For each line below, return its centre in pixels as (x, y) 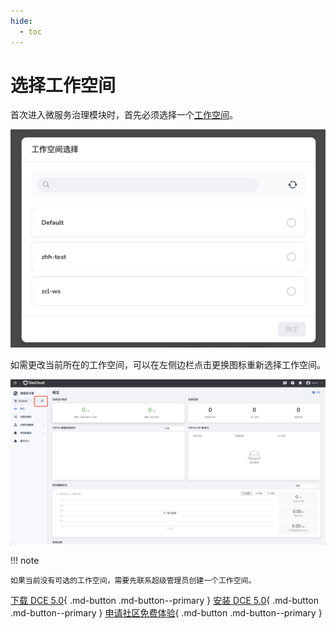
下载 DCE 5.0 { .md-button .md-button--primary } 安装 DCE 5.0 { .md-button (165, 601)
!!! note (25, 561)
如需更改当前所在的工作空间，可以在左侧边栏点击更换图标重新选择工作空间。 (168, 365)
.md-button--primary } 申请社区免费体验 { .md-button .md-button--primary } (166, 613)
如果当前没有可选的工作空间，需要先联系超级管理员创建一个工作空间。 (133, 581)
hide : (21, 21)
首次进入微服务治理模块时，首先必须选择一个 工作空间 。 (124, 115)
